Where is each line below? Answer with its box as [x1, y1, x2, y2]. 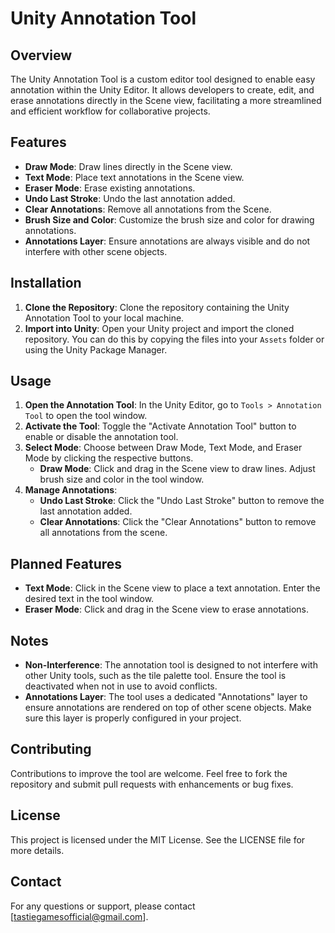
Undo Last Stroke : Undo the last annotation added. [24, 192, 236, 204]
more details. [10, 844, 65, 856]
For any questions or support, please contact [10, 900, 196, 912]
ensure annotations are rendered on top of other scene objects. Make [24, 702, 312, 714]
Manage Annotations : [24, 484, 118, 496]
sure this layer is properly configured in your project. [24, 712, 242, 724]
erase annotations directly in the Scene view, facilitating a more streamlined [10, 95, 322, 106]
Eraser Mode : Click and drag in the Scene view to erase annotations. [24, 603, 309, 616]
